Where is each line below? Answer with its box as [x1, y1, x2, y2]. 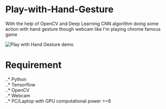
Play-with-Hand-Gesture [5, 4, 114, 15]
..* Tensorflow [5, 81, 35, 88]
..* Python [5, 76, 27, 82]
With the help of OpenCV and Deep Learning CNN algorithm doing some [5, 20, 159, 27]
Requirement [5, 59, 62, 71]
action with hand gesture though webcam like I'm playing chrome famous [5, 26, 161, 32]
